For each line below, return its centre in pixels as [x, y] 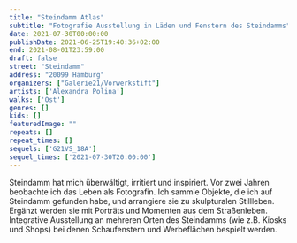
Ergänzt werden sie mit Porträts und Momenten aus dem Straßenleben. [138, 210]
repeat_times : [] [41, 140]
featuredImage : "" [43, 125]
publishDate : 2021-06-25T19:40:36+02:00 [85, 42]
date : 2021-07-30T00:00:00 [59, 34]
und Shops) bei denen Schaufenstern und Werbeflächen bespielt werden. [143, 229]
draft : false [33, 58]
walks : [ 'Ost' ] [37, 99]
